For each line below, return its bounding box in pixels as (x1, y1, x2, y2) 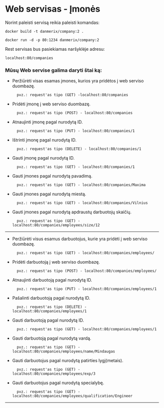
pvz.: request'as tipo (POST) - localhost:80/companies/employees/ (17, 268, 157, 274)
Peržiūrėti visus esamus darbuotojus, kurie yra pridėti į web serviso (12, 236, 148, 242)
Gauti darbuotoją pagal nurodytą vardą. (12, 335, 92, 341)
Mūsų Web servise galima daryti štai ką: (5, 67, 102, 74)
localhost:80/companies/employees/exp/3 (12, 371, 96, 376)
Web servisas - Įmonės (5, 3, 101, 15)
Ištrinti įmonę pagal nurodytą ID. (12, 137, 77, 143)
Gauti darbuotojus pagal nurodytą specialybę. (12, 380, 104, 386)
